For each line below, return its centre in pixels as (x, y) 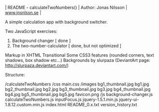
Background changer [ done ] (41, 41)
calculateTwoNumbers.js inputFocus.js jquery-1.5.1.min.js (62, 99)
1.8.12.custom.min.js (25, 105)
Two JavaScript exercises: (31, 31)
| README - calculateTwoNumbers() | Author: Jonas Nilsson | (66, 7)
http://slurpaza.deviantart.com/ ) (37, 65)
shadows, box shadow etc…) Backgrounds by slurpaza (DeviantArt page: (78, 60)
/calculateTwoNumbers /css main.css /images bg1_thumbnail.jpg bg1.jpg (77, 84)
